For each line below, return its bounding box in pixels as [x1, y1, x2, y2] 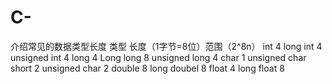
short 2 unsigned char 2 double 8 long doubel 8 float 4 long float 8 [10, 62, 285, 74]
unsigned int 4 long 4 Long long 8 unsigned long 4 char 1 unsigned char [10, 51, 307, 63]
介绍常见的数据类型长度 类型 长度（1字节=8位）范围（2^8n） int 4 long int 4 [10, 40, 323, 52]
